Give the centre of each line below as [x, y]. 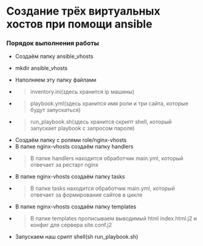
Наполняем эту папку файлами [56, 80]
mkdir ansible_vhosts [41, 68]
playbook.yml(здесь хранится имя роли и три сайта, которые [109, 104]
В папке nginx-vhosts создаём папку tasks [70, 177]
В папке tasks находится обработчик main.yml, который [102, 188]
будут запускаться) [55, 110]
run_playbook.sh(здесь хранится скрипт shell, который [101, 122]
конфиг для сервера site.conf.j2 [71, 225]
